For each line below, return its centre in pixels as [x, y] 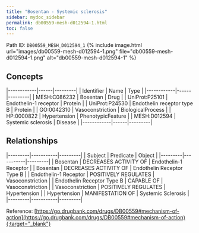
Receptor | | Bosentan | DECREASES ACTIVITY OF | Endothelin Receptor [94, 168]
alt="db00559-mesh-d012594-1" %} [91, 58]
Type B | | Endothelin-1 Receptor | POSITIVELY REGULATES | [80, 174]
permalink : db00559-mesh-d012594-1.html [57, 23]
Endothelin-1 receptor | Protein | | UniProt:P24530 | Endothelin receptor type [99, 103]
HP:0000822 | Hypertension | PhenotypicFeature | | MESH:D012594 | [91, 116]
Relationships [32, 141]
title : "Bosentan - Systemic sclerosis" [57, 12]
